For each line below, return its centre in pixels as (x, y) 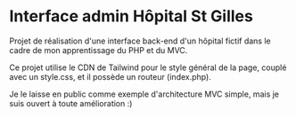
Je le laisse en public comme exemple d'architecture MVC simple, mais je (144, 94)
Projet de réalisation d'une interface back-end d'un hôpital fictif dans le (140, 41)
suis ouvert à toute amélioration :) (71, 103)
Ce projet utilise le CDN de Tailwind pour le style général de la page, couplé (148, 67)
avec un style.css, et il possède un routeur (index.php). (110, 76)
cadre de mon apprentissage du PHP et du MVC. (99, 50)
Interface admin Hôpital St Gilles (132, 16)
